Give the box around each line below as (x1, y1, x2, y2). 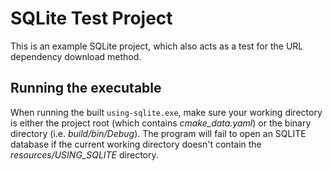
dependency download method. (10, 50, 142, 62)
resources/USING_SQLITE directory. (10, 148, 159, 161)
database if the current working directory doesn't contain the (10, 138, 262, 150)
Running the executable (10, 80, 162, 97)
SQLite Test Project (10, 7, 173, 30)
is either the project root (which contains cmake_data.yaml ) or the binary (10, 117, 312, 129)
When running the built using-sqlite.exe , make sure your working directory (10, 106, 323, 118)
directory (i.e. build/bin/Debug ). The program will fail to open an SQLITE (10, 127, 307, 139)
